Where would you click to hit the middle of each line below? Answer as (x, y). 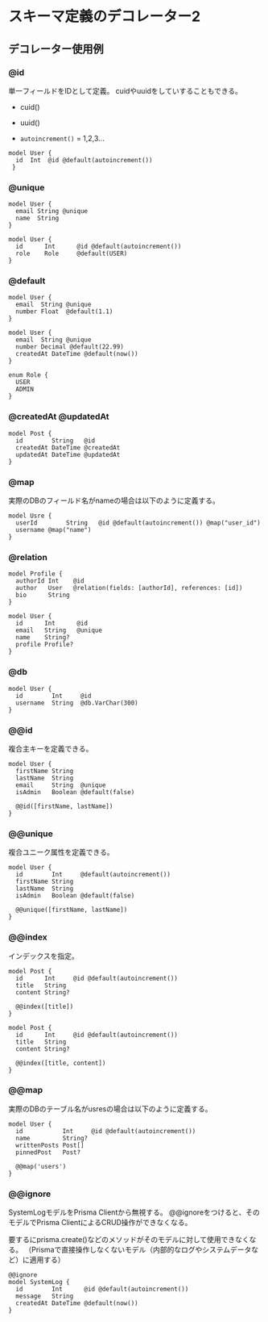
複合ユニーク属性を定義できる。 (61, 852)
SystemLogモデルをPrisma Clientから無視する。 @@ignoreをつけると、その (134, 1212)
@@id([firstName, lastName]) (64, 806)
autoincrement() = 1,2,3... (62, 138)
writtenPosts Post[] (50, 1145)
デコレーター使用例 (56, 49)
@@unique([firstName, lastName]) (72, 910)
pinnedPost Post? (48, 1152)
